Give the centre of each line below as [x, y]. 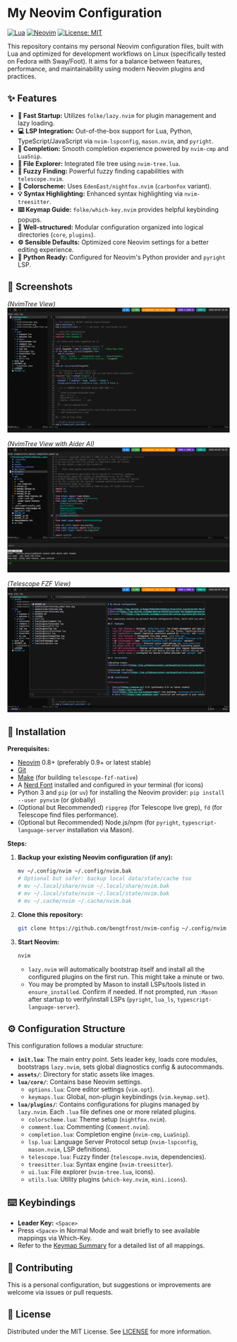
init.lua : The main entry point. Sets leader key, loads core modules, [117, 1060]
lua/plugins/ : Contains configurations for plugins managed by [108, 1104]
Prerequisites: [29, 749]
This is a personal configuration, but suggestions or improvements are [109, 1284]
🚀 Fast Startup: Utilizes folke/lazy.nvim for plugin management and [117, 115]
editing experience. [45, 249]
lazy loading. [36, 123]
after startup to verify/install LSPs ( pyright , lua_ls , [102, 999]
